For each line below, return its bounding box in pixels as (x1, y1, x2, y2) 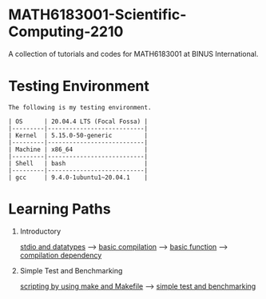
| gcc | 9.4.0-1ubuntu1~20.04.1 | (8, 173, 149, 181)
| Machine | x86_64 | (8, 146, 149, 153)
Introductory (19, 226, 62, 236)
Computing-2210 (8, 22, 124, 41)
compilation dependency (19, 250, 102, 260)
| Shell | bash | (8, 159, 149, 167)
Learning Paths (8, 200, 111, 218)
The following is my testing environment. (8, 103, 152, 111)
